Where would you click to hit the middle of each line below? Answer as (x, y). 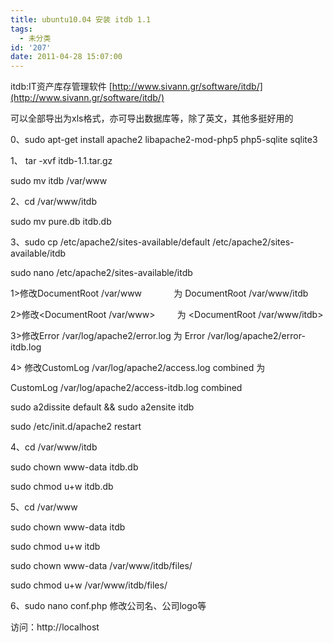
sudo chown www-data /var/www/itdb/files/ (101, 566)
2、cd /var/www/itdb (53, 202)
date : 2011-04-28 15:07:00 (66, 57)
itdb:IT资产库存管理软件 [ (61, 87)
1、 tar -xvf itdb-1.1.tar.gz (61, 161)
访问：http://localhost (55, 627)
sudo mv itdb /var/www (59, 181)
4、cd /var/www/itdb (54, 447)
